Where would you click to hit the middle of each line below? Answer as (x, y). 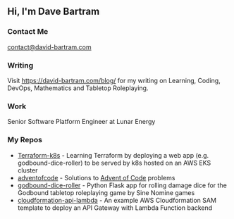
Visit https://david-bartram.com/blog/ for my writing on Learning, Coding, (114, 80)
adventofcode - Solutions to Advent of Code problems (96, 177)
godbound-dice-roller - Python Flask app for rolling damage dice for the (122, 185)
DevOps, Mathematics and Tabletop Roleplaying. (78, 88)
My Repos (25, 140)
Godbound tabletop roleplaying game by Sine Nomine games (106, 192)
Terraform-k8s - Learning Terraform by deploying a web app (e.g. (113, 155)
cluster (27, 170)
